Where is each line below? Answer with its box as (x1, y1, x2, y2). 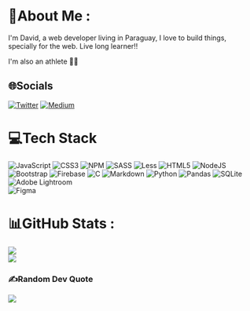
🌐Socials (8, 79, 53, 93)
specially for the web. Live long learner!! (8, 41, 138, 50)
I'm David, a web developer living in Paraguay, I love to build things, (8, 33, 226, 42)
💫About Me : (8, 7, 91, 25)
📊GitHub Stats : (8, 214, 116, 232)
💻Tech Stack (8, 129, 97, 147)
